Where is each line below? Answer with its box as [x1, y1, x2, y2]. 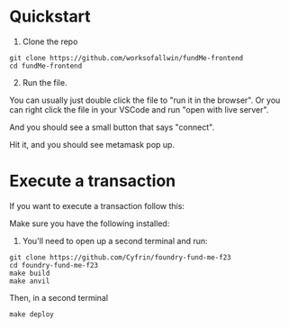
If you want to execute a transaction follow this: [9, 200, 185, 211]
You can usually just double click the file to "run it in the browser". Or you [9, 95, 281, 105]
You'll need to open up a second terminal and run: [22, 235, 209, 246]
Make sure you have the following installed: [9, 218, 170, 229]
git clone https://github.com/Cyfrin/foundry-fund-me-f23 [9, 252, 231, 262]
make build [9, 269, 50, 278]
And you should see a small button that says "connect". [9, 122, 214, 132]
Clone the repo [22, 36, 78, 47]
